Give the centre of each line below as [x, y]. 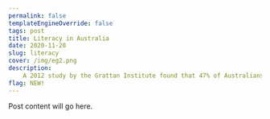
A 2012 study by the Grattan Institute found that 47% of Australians [143, 76]
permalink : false [37, 16]
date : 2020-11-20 [37, 46]
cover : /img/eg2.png [43, 61]
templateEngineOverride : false [61, 23]
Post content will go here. [51, 106]
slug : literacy [34, 53]
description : [30, 68]
